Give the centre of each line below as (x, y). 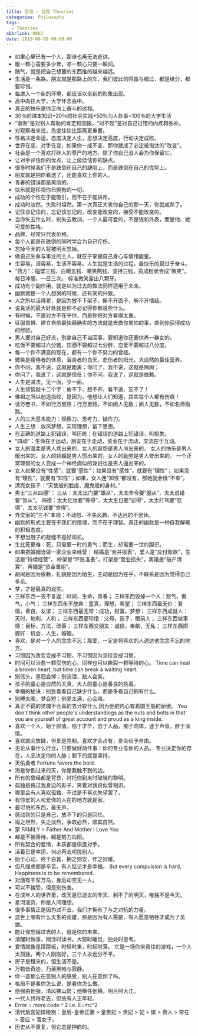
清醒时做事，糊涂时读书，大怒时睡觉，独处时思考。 (77, 939)
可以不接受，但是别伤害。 (46, 887)
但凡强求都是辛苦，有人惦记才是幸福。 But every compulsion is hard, (98, 866)
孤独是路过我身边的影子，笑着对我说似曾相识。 (71, 785)
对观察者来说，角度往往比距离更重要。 (61, 130)
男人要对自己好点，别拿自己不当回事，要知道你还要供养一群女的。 (95, 337)
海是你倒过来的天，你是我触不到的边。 (61, 770)
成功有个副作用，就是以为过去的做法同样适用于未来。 (79, 286)
